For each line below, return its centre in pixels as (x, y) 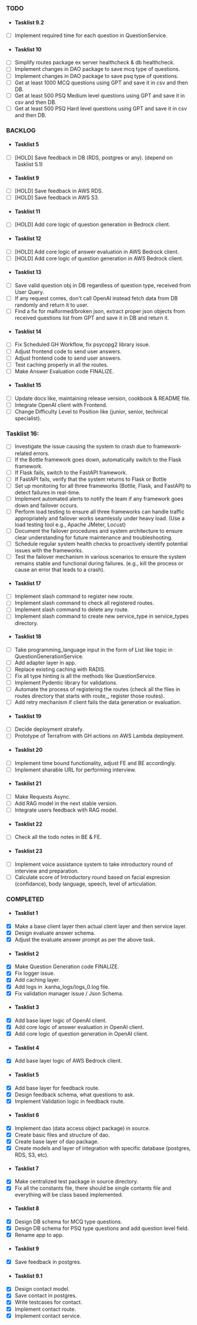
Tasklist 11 (27, 211)
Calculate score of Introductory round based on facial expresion (92, 877)
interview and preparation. (47, 871)
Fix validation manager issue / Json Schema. (69, 993)
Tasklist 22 (28, 824)
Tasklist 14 (28, 331)
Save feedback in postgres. (48, 1262)
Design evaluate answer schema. (55, 933)
